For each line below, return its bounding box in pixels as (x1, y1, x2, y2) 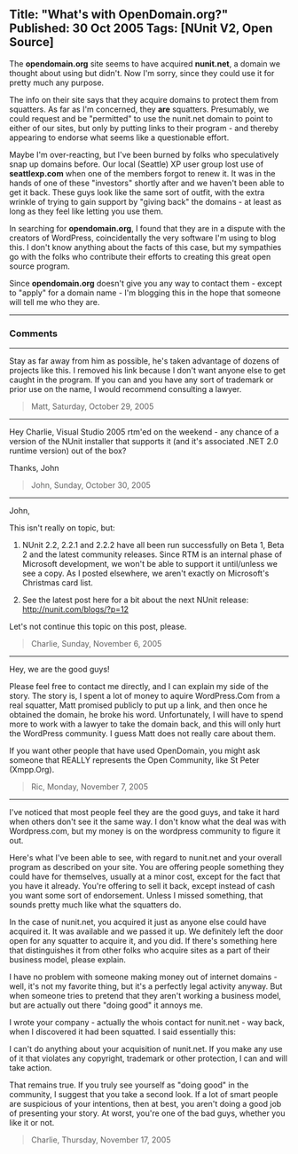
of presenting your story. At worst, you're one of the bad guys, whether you (9, 1108, 286, 1119)
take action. (9, 1063, 52, 1073)
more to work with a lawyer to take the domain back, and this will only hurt (9, 718, 281, 730)
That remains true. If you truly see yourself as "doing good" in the (9, 1079, 249, 1090)
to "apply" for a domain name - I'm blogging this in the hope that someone (9, 287, 281, 298)
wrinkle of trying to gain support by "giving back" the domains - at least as (9, 196, 282, 207)
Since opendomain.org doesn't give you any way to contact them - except (9, 278, 283, 288)
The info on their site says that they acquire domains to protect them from (9, 94, 279, 105)
